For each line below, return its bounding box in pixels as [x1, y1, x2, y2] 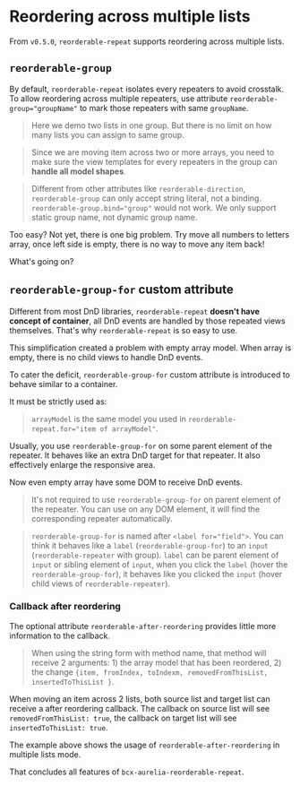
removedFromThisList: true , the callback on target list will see [9, 713, 237, 723]
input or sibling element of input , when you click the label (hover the [30, 558, 288, 570]
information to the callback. [9, 630, 110, 641]
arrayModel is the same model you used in [30, 413, 186, 424]
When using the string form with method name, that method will [30, 647, 267, 658]
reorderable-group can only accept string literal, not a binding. [30, 193, 262, 203]
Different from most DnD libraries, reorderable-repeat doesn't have [9, 306, 260, 316]
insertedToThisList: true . [9, 721, 108, 732]
